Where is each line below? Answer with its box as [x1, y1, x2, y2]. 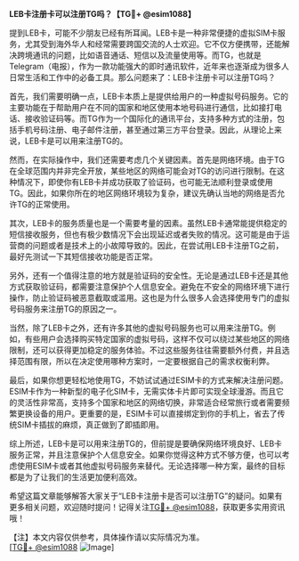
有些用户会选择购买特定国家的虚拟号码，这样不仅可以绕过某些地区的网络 [24, 334, 290, 344]
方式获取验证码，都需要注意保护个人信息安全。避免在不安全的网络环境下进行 [9, 281, 290, 292]
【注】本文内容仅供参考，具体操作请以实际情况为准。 [9, 532, 205, 542]
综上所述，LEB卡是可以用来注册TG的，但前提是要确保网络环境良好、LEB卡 [9, 438, 283, 449]
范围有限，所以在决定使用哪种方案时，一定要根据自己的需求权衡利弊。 [16, 356, 274, 366]
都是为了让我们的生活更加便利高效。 [9, 472, 142, 482]
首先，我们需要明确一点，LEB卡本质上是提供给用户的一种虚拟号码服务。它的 [9, 91, 289, 102]
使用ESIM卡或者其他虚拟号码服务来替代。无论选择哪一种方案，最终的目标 [16, 460, 286, 471]
